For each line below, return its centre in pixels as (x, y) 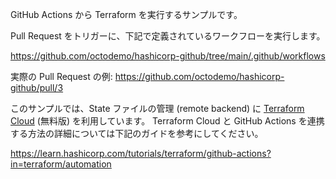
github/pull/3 (37, 87)
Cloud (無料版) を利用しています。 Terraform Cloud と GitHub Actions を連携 (167, 121)
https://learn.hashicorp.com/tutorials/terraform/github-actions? (141, 153)
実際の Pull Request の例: (61, 76)
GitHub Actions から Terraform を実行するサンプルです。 (126, 14)
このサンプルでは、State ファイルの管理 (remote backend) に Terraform (157, 108)
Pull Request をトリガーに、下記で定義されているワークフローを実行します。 (168, 36)
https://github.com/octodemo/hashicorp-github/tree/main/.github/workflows (168, 56)
